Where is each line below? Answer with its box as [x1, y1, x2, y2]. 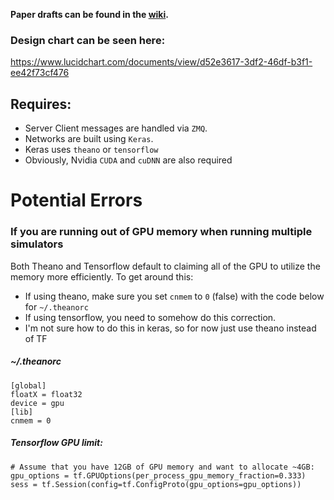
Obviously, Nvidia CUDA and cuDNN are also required [24, 154, 233, 166]
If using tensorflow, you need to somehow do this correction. [24, 311, 277, 323]
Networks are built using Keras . [24, 133, 154, 145]
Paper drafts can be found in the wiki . [10, 9, 169, 20]
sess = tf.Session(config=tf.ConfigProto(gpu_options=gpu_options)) [10, 479, 302, 489]
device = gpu [10, 398, 65, 408]
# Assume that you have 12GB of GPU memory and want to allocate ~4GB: [10, 462, 315, 472]
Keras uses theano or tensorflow [24, 144, 159, 156]
